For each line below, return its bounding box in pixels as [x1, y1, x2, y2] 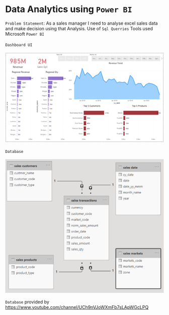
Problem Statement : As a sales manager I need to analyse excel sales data [5, 20, 158, 26]
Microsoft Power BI [5, 31, 44, 37]
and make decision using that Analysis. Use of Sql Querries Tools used [5, 25, 153, 31]
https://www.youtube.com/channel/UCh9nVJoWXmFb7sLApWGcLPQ [5, 304, 149, 310]
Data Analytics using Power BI [5, 4, 132, 15]
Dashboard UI [5, 42, 33, 47]
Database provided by [5, 298, 49, 305]
